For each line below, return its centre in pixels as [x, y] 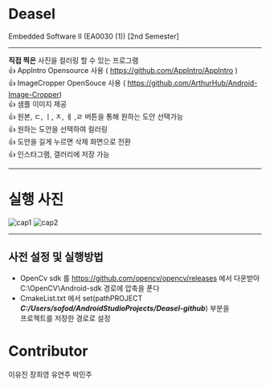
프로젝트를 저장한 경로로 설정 [65, 318]
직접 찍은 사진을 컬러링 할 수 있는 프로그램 [74, 60]
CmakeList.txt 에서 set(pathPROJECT [81, 298]
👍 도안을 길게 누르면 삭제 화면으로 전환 [70, 141]
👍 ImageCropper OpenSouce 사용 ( [67, 83]
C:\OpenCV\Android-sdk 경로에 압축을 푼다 [90, 288]
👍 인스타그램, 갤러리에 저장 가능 [59, 154]
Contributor [48, 351]
